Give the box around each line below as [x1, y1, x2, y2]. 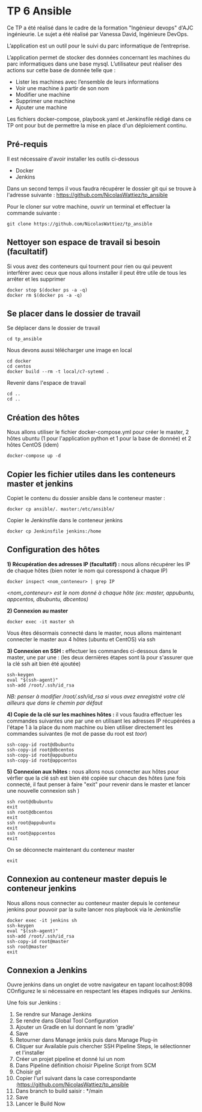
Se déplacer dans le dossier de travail [7, 325, 100, 332]
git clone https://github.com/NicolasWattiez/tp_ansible [7, 221, 153, 227]
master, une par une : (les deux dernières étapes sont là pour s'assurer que [7, 653, 194, 661]
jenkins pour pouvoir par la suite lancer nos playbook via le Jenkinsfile [7, 906, 181, 913]
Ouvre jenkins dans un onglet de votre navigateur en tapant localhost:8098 [7, 981, 193, 988]
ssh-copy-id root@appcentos [7, 757, 78, 763]
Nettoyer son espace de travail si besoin [7, 237, 161, 248]
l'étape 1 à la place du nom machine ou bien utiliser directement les [7, 723, 173, 731]
